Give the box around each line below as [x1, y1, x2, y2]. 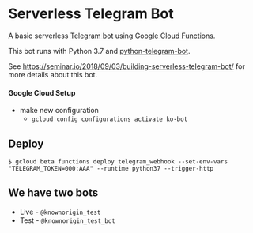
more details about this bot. [8, 70, 97, 79]
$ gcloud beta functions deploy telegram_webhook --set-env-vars [8, 157, 228, 166]
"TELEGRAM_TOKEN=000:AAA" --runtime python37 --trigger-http [8, 164, 214, 172]
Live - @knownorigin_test [19, 207, 101, 216]
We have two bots [8, 186, 99, 200]
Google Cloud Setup [8, 88, 76, 97]
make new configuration [19, 106, 99, 115]
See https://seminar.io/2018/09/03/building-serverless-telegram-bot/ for [8, 61, 245, 71]
